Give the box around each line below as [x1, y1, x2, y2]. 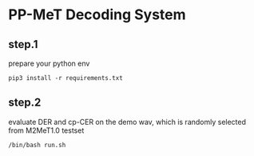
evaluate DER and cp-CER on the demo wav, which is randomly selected [8, 117, 246, 126]
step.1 [8, 38, 38, 51]
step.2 [8, 96, 42, 110]
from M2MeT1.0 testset [8, 126, 85, 135]
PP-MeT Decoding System [8, 6, 186, 24]
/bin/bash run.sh [8, 141, 66, 149]
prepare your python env [8, 58, 90, 68]
